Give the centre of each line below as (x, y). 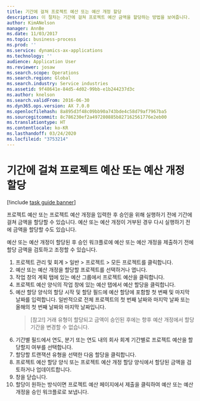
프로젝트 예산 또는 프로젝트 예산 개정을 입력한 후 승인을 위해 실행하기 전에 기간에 (100, 215)
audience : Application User (42, 61)
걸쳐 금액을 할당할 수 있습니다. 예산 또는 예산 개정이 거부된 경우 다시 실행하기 (96, 222)
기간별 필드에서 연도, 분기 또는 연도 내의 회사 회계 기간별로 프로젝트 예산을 (101, 340)
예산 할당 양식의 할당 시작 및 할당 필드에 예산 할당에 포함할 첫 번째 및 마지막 (102, 292)
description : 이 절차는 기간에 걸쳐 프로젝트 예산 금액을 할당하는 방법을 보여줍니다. (99, 17)
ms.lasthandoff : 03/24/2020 (42, 134)
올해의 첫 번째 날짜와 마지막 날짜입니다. (61, 307)
